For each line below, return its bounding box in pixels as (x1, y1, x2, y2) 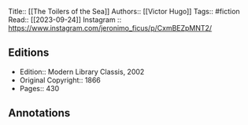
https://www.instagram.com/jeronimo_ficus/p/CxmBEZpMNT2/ (8, 24, 213, 32)
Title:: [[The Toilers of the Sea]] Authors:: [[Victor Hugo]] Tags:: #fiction (8, 7, 240, 16)
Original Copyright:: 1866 (19, 75, 101, 85)
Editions (8, 46, 50, 60)
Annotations (8, 106, 71, 120)
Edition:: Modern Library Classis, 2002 (19, 67, 145, 76)
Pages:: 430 (19, 83, 60, 93)
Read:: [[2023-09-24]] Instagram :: (8, 15, 122, 24)
